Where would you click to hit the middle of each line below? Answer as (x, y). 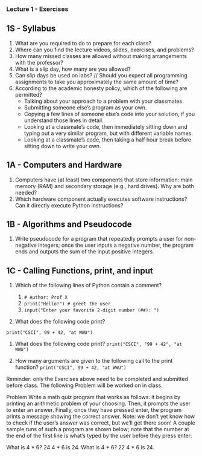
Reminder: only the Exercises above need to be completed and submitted (97, 379)
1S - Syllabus (31, 29)
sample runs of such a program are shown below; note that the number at (98, 429)
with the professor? (39, 62)
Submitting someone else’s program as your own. (85, 107)
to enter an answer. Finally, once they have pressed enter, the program (94, 410)
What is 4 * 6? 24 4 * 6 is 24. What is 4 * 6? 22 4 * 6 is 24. (80, 448)
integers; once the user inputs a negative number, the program (116, 245)
